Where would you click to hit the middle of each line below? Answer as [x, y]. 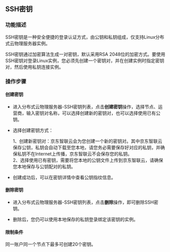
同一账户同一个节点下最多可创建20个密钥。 [51, 244]
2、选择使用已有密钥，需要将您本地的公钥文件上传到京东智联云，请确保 [88, 160]
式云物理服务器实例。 [28, 43]
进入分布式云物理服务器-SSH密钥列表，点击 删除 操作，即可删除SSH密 [85, 202]
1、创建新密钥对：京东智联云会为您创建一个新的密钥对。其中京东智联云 [87, 141]
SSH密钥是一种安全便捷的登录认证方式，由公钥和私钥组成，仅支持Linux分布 [85, 37]
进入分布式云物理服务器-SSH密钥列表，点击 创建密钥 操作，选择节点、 [85, 106]
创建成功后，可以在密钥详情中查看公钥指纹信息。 [64, 177]
